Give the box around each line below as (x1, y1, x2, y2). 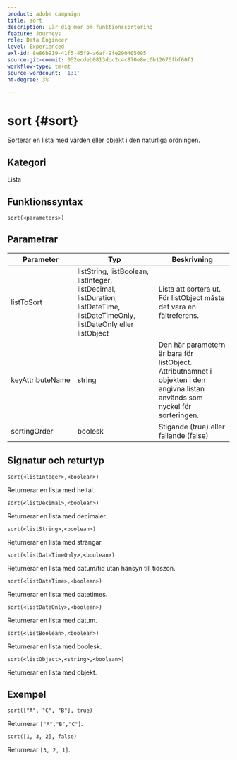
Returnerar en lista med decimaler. (7, 511, 108, 520)
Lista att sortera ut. (158, 284, 221, 294)
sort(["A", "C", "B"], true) (7, 707, 93, 714)
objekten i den (158, 375, 206, 385)
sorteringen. (158, 410, 200, 420)
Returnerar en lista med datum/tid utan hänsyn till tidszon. (7, 564, 176, 572)
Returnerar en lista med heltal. (7, 485, 95, 494)
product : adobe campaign (7, 10, 80, 18)
